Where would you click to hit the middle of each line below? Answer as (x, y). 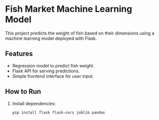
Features (19, 54)
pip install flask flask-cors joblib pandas (59, 112)
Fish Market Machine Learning (69, 9)
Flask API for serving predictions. (46, 71)
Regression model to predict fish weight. (53, 65)
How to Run (23, 92)
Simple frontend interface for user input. (53, 76)
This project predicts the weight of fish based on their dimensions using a (80, 33)
